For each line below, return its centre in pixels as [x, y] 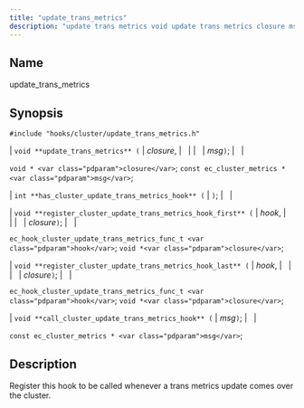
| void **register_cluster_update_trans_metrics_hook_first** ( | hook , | [148, 213]
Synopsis [36, 113]
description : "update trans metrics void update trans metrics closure [147, 26]
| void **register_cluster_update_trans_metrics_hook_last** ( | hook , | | [151, 266]
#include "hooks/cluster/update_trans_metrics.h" [105, 134]
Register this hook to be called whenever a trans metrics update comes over [152, 385]
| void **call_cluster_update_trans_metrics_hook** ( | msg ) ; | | [133, 318]
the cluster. [30, 395]
